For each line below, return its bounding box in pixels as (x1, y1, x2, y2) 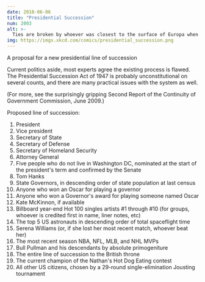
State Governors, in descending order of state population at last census (15, 179, 196, 186)
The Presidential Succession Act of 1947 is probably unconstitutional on (7, 73, 188, 79)
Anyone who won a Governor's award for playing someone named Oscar (15, 192, 200, 199)
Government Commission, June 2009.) (7, 97, 104, 104)
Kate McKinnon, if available (15, 199, 85, 206)
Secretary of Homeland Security (15, 147, 97, 154)
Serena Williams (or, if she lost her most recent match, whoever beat (15, 225, 189, 232)
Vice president (15, 128, 53, 134)
